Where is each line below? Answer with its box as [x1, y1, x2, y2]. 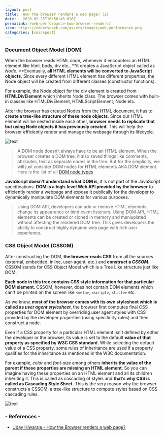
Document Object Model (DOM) [5, 46, 82, 53]
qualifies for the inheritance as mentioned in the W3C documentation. [5, 350, 147, 356]
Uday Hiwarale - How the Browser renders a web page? [12, 424, 126, 430]
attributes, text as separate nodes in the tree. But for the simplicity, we [17, 159, 160, 165]
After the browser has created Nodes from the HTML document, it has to [5, 108, 153, 114]
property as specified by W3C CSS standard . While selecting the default [5, 339, 154, 345]
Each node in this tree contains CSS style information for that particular [5, 279, 155, 285]
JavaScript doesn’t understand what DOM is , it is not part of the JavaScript [5, 178, 160, 185]
